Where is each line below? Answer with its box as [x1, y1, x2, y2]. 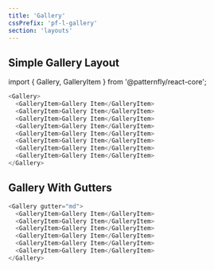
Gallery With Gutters [8, 181, 113, 195]
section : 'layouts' [8, 26, 73, 34]
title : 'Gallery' [8, 11, 66, 20]
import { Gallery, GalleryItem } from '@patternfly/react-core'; [8, 77, 207, 87]
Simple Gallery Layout [8, 56, 119, 69]
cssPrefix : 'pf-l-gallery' [8, 19, 98, 27]
